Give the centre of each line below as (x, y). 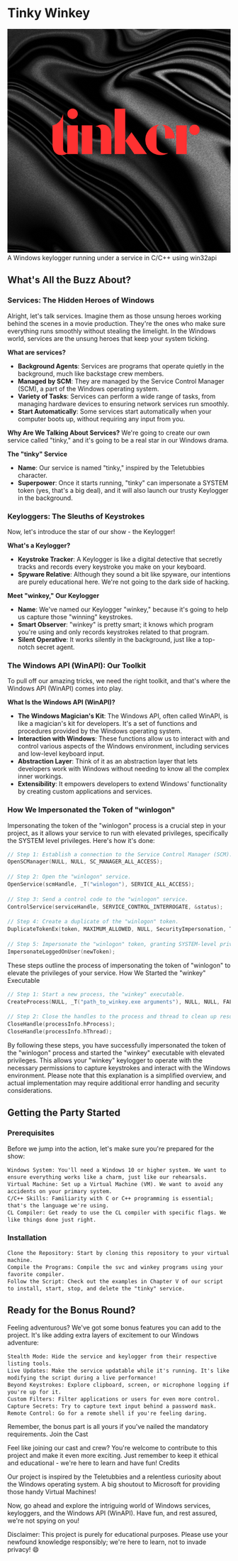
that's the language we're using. (58, 1205)
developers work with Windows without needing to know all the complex (123, 769)
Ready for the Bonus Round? (72, 1311)
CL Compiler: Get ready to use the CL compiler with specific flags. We (117, 1212)
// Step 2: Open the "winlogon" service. (69, 877)
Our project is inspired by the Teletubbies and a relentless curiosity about (114, 1476)
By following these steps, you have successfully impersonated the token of (117, 1045)
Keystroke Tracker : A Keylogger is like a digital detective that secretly (120, 559)
